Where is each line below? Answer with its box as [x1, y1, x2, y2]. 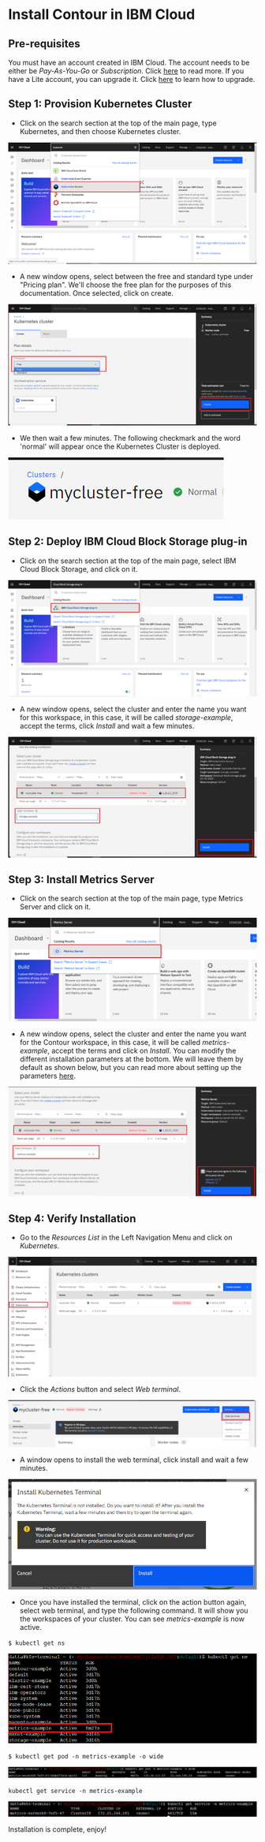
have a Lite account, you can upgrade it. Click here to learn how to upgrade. [8, 75, 256, 84]
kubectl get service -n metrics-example [8, 1787, 144, 1795]
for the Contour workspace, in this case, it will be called [19, 1037, 201, 1046]
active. [19, 1623, 42, 1632]
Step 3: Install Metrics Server [8, 873, 155, 886]
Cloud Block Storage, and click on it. [19, 564, 138, 573]
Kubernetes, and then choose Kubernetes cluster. [19, 126, 181, 136]
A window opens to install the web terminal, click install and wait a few [19, 1455, 248, 1464]
